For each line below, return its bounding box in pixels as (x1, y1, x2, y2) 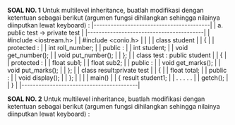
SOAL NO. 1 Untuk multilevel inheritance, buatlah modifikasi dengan (7, 6, 204, 14)
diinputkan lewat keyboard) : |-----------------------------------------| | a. (7, 21, 224, 29)
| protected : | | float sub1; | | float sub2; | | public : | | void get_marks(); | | (7, 59, 221, 66)
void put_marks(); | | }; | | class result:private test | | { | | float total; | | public (7, 66, 227, 74)
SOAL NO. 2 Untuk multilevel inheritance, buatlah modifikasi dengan (7, 95, 205, 103)
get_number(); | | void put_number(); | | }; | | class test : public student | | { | (7, 51, 227, 59)
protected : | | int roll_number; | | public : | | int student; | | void (7, 44, 188, 52)
